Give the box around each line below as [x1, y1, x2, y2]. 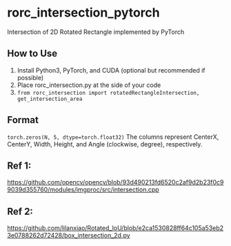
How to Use [7, 48, 58, 59]
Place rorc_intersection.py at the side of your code [17, 81, 161, 89]
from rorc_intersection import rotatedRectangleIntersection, [17, 89, 200, 96]
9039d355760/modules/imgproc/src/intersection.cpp [7, 185, 160, 194]
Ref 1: [7, 160, 32, 171]
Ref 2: [7, 205, 33, 217]
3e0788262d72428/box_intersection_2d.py [7, 231, 130, 240]
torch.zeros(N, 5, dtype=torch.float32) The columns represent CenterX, [7, 133, 219, 141]
